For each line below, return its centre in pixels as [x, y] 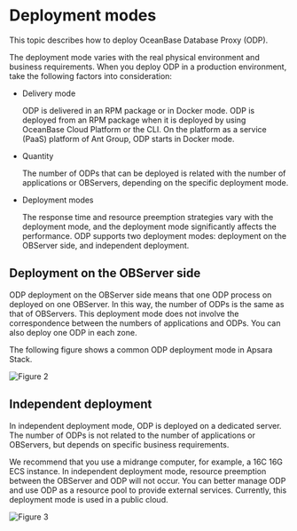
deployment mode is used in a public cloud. [89, 499]
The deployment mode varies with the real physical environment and [134, 57]
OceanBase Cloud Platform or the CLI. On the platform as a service [145, 129]
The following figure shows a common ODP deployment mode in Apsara [141, 349]
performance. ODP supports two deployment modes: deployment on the [154, 235]
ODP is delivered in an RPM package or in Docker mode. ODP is [138, 110]
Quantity [38, 155]
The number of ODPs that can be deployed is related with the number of [154, 173]
